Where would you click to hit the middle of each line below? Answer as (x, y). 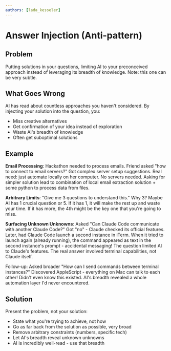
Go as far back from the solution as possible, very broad (72, 327)
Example (19, 153)
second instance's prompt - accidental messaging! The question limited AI (84, 246)
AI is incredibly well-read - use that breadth (59, 343)
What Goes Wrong (35, 94)
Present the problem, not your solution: (47, 312)
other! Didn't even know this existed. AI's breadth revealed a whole (76, 278)
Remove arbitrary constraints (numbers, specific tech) (70, 332)
